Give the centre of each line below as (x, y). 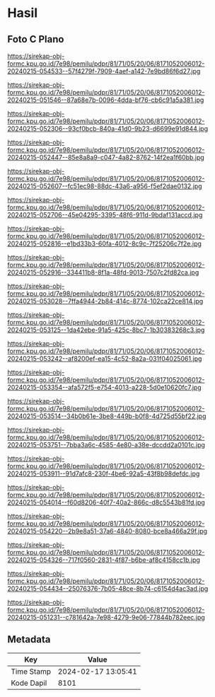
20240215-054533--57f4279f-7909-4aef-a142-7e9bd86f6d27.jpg (104, 71)
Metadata (29, 639)
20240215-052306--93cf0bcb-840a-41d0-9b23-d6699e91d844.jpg (108, 128)
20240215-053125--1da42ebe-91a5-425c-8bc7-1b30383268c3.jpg (106, 330)
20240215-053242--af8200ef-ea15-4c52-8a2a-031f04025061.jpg (105, 358)
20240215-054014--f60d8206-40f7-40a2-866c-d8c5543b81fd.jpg (106, 502)
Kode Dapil (29, 683)
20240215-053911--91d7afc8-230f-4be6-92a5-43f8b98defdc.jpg (104, 473)
